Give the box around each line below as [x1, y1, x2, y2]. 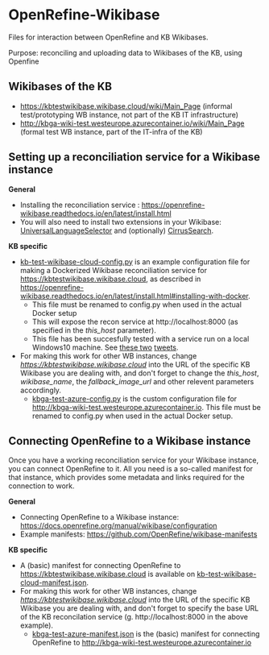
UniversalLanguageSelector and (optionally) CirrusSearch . [19, 226, 214, 235]
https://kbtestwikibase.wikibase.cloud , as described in [19, 274, 201, 284]
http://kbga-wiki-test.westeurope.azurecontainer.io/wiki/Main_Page [19, 118, 245, 128]
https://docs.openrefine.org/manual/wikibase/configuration [19, 521, 217, 531]
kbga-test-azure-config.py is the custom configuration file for [31, 393, 238, 404]
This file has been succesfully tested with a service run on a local [31, 334, 250, 343]
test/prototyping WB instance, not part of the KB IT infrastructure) [19, 110, 239, 119]
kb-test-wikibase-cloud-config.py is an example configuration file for [19, 256, 250, 267]
